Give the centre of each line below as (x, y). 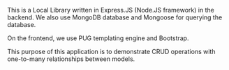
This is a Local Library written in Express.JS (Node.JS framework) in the (111, 10)
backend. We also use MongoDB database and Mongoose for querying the (115, 17)
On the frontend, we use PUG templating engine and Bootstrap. (98, 38)
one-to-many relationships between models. (71, 59)
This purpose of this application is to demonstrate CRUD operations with (111, 52)
